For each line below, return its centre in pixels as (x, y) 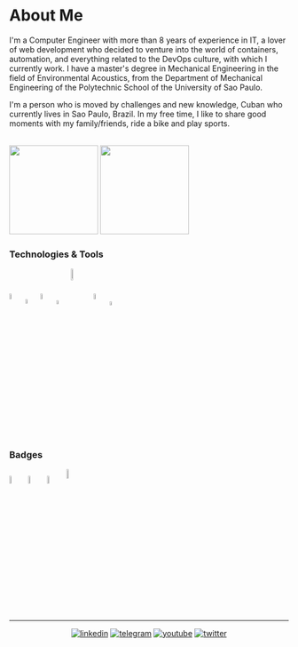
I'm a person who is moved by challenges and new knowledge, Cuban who (146, 104)
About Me (46, 16)
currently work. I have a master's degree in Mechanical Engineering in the (144, 68)
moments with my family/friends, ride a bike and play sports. (120, 123)
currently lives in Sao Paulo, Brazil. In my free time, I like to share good (138, 114)
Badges (26, 454)
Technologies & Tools (56, 254)
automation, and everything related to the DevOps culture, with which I (138, 59)
